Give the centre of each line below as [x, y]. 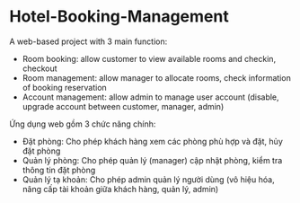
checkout [40, 68]
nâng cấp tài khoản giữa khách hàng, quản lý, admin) [120, 189]
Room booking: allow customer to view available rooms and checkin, [149, 58]
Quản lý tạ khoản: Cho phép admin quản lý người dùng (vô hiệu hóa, [149, 179]
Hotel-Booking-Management [119, 17]
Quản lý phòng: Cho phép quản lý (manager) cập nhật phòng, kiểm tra [152, 160]
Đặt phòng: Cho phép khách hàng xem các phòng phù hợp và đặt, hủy [152, 141]
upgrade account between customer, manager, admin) [123, 106]
